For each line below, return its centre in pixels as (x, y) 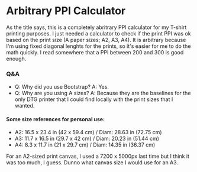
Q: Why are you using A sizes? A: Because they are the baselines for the (103, 93)
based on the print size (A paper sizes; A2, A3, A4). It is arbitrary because (96, 40)
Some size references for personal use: (56, 119)
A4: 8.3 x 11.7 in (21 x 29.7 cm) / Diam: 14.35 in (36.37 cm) (85, 145)
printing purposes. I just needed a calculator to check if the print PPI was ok (98, 33)
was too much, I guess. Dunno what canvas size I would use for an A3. (92, 163)
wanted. (25, 106)
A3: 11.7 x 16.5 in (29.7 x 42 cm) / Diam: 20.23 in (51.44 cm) (87, 139)
